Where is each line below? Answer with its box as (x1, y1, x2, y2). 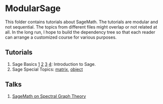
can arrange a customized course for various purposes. (5, 34, 117, 40)
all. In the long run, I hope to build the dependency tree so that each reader (5, 29, 156, 35)
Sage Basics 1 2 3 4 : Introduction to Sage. (12, 61, 96, 67)
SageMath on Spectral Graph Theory (12, 93, 86, 99)
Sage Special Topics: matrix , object (12, 66, 83, 72)
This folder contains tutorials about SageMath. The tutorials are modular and (5, 19, 158, 25)
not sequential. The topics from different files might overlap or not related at (5, 24, 157, 30)
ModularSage (5, 3, 61, 14)
